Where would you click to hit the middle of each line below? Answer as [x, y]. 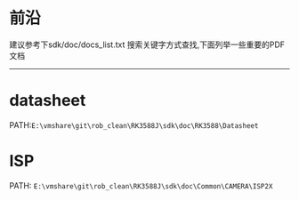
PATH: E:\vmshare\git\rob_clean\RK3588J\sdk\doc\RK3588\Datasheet [134, 124]
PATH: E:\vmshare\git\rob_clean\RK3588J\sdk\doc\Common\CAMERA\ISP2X [141, 185]
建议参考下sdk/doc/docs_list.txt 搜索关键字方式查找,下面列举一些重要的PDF [147, 44]
